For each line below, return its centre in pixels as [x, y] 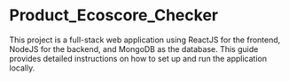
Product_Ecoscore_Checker [114, 15]
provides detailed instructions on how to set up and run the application [138, 58]
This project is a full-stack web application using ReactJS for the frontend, [145, 40]
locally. [22, 68]
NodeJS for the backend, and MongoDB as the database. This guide [134, 48]
